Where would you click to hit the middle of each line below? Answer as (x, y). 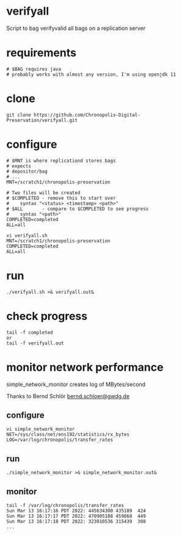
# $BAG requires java (34, 69)
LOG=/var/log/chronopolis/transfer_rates (60, 440)
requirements (41, 53)
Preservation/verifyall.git (42, 120)
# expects (19, 166)
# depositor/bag (27, 171)
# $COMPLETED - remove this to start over (61, 198)
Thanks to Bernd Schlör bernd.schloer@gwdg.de (68, 396)
